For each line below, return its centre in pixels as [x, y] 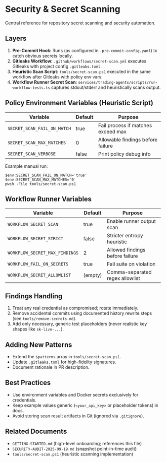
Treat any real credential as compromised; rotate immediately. [75, 308]
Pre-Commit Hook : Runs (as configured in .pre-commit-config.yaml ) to [85, 50]
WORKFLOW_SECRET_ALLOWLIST [39, 275]
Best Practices [28, 383]
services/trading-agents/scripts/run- [118, 82]
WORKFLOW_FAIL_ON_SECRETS [38, 264]
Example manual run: [26, 166]
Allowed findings [126, 250]
